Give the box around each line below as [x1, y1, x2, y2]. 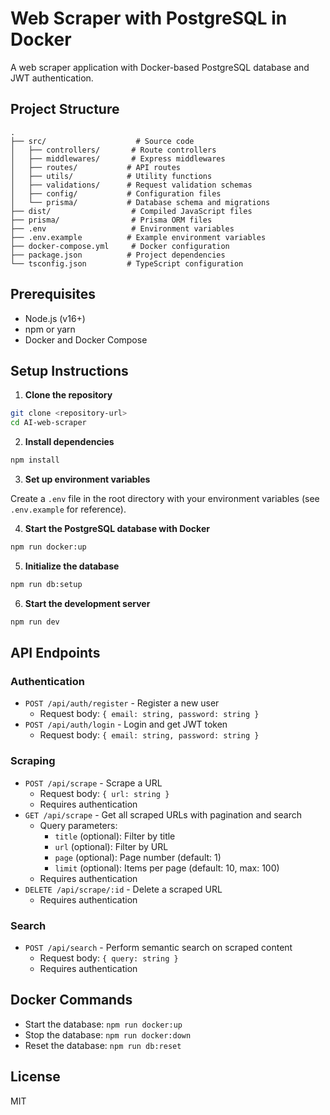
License [10, 1068, 61, 1086]
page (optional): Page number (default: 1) [54, 851, 222, 863]
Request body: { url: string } [39, 787, 170, 799]
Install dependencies [24, 436, 115, 448]
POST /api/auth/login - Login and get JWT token [24, 718, 228, 731]
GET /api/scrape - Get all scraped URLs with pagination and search [24, 808, 303, 821]
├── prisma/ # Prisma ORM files [10, 215, 213, 225]
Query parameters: [39, 819, 118, 831]
